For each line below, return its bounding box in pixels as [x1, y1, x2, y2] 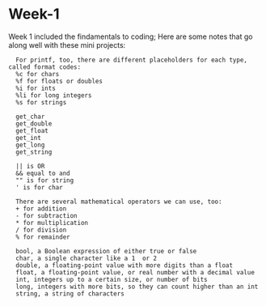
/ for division [15, 226, 67, 234]
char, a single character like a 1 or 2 [15, 254, 158, 262]
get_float [15, 126, 49, 134]
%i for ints [15, 84, 57, 92]
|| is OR [15, 162, 45, 170]
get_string [15, 147, 53, 156]
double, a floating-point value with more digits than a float [15, 261, 233, 270]
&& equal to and [15, 169, 70, 177]
